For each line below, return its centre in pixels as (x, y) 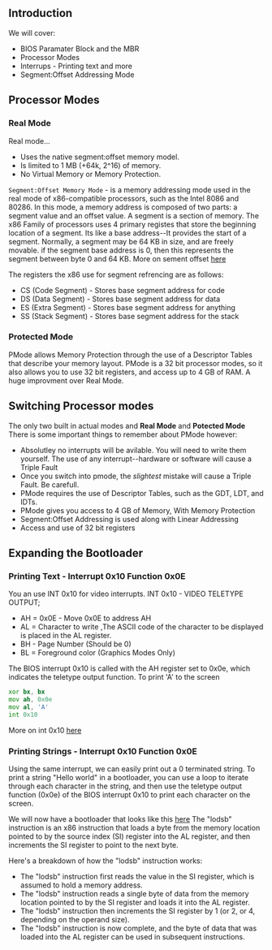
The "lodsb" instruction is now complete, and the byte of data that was (138, 928)
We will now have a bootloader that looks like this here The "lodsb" (121, 819)
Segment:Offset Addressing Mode (77, 74)
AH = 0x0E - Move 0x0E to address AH (86, 618)
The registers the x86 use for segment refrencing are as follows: (116, 274)
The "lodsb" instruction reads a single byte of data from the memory (134, 894)
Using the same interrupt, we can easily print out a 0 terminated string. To (132, 769)
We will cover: (32, 32)
